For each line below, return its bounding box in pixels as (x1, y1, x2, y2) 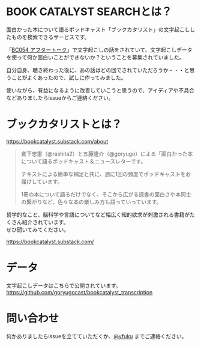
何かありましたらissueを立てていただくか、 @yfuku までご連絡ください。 (6, 332, 187, 339)
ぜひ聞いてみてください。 (6, 226, 70, 233)
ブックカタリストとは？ (6, 118, 122, 132)
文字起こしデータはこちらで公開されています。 (6, 282, 121, 289)
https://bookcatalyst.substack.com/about (6, 138, 109, 145)
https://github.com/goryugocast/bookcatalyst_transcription (6, 288, 153, 296)
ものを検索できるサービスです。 (11, 33, 90, 40)
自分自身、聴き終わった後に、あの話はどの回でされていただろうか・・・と (6, 66, 190, 73)
